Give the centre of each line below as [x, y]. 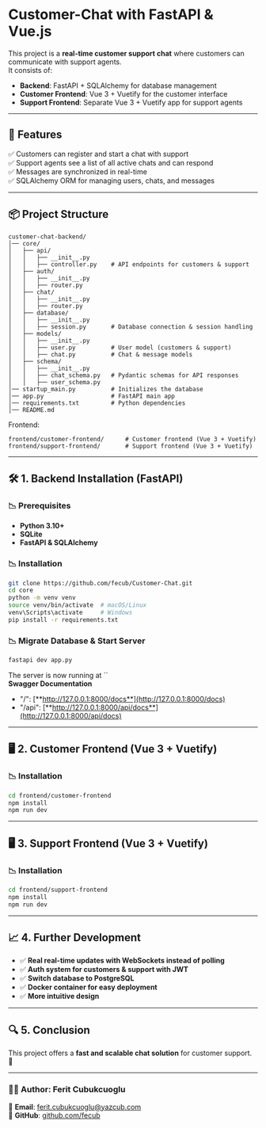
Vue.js [30, 31]
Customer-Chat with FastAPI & [111, 15]
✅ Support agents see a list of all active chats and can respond [111, 162]
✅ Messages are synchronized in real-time [78, 171]
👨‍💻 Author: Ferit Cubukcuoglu [67, 1089]
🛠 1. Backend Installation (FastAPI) [96, 478]
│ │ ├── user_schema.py [55, 382]
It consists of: [30, 70]
